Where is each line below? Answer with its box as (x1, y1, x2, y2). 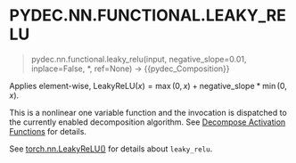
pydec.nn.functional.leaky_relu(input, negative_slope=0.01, (30, 53, 247, 64)
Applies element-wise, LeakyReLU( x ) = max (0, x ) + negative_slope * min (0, (9, 80, 287, 91)
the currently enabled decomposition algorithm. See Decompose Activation (9, 117, 286, 127)
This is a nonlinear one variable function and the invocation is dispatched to (9, 107, 287, 118)
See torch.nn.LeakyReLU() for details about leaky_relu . (9, 143, 213, 154)
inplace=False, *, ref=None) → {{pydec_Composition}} (30, 63, 230, 74)
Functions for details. (9, 126, 87, 136)
